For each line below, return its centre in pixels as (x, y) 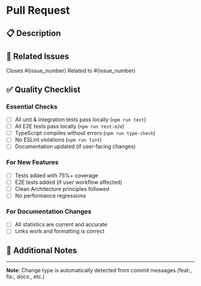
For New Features (32, 162)
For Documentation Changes (49, 211)
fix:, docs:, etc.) (25, 277)
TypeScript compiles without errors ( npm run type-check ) (85, 133)
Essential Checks (32, 106)
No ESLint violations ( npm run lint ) (58, 140)
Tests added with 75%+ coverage (57, 175)
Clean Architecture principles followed (62, 189)
